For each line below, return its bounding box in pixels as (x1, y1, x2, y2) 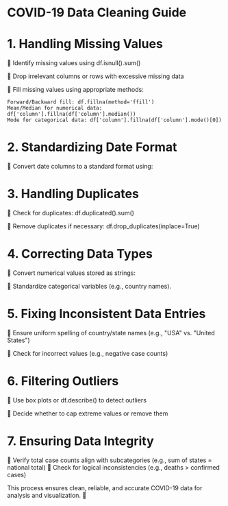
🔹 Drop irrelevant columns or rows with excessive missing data (7, 72, 184, 80)
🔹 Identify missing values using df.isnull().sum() (7, 59, 141, 67)
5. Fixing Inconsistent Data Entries (7, 306, 206, 322)
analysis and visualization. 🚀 (7, 491, 87, 499)
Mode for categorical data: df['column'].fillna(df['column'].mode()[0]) (7, 117, 223, 124)
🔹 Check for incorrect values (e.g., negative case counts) (7, 349, 168, 357)
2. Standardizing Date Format (7, 139, 177, 155)
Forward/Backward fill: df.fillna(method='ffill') (7, 99, 155, 106)
